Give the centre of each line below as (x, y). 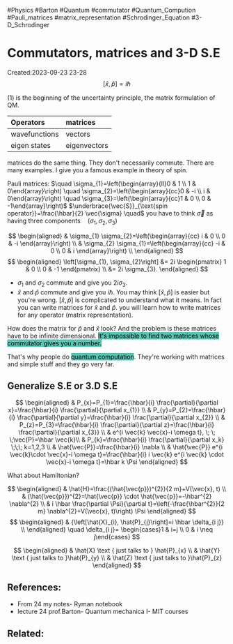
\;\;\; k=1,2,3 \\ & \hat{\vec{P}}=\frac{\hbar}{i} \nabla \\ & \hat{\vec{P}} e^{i (117, 447)
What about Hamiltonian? (43, 475)
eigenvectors (87, 145)
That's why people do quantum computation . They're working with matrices (116, 357)
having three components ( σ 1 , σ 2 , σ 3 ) (63, 221)
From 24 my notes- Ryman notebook (70, 604)
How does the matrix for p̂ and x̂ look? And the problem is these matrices (112, 328)
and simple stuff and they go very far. (61, 364)
